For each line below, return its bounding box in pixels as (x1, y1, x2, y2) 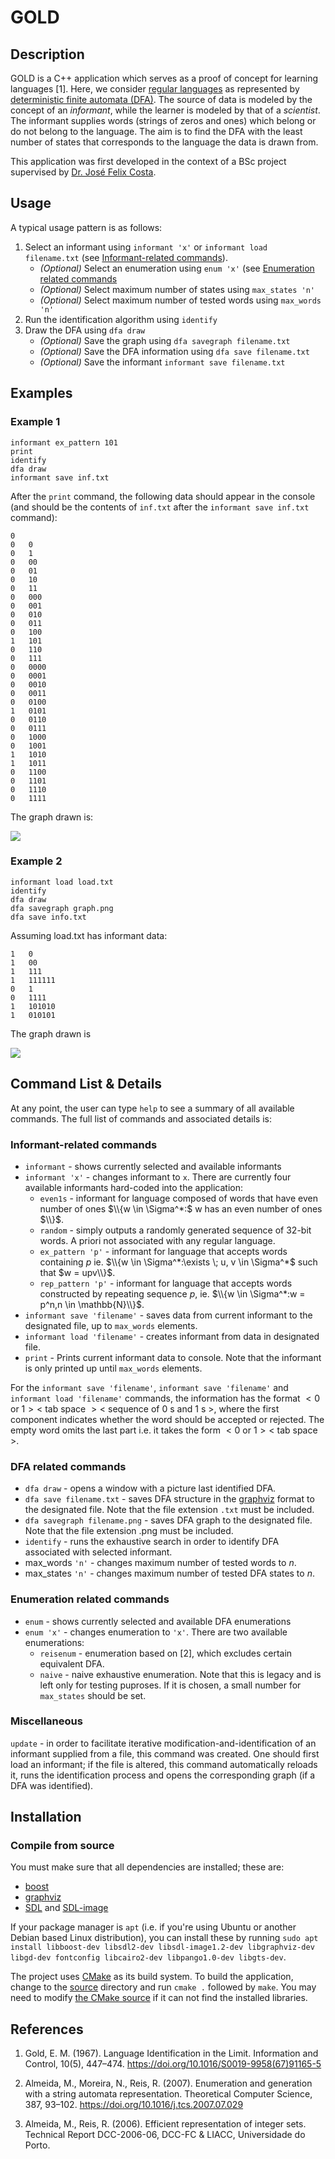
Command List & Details (10, 1076, 163, 1093)
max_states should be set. (39, 1689, 147, 1701)
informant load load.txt (10, 877, 114, 887)
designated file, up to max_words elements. (24, 1319, 198, 1331)
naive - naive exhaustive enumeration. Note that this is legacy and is (39, 1668, 322, 1680)
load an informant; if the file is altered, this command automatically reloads (10, 1758, 318, 1770)
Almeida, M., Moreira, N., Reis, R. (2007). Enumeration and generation (24, 2077, 313, 2090)
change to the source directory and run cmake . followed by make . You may (10, 1981, 317, 1993)
